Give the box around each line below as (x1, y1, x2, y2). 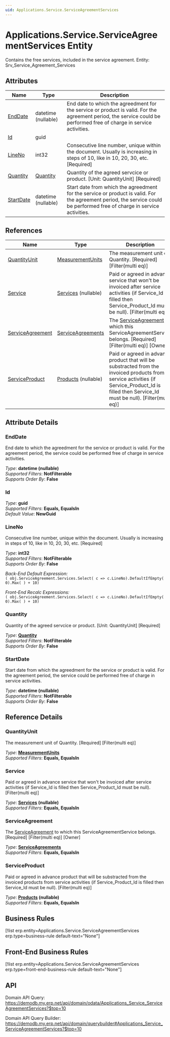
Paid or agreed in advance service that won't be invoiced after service (5, 779, 152, 785)
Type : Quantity (5, 632, 37, 638)
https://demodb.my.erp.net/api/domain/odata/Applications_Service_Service (5, 1000, 163, 1006)
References (5, 226, 42, 235)
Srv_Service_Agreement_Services (5, 62, 75, 68)
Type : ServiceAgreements (5, 844, 62, 850)
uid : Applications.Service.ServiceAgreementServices (5, 7, 119, 13)
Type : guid (5, 500, 28, 506)
